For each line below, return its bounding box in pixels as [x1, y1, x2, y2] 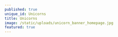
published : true [4, 7, 37, 12]
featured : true [4, 25, 35, 30]
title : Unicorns [4, 16, 37, 21]
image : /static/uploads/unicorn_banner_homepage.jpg [4, 20, 114, 25]
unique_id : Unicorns [4, 12, 47, 16]
